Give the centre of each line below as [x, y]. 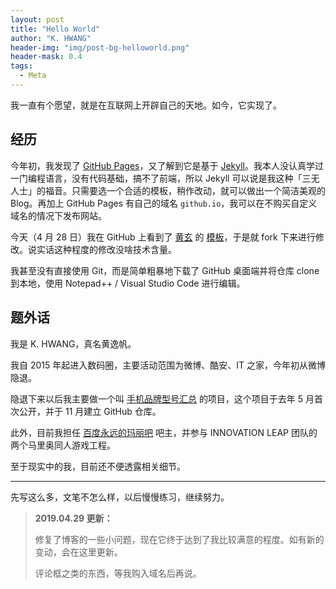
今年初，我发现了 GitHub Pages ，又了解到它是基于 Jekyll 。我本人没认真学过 [167, 165]
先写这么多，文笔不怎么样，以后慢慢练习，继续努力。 [120, 497]
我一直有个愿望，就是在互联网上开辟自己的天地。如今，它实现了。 [146, 105]
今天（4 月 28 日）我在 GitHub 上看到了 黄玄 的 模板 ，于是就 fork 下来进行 [163, 237]
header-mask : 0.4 [46, 57]
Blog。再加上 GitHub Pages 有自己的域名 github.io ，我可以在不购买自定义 [164, 203]
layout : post [37, 19]
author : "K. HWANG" [51, 38]
